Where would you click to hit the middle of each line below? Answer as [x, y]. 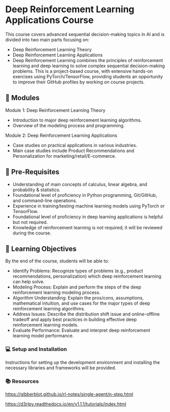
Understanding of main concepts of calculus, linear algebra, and [80, 184]
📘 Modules [22, 98]
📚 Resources [22, 381]
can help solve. [28, 282]
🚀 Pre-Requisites [32, 172]
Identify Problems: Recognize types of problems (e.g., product [78, 271]
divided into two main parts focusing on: [47, 40]
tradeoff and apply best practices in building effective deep [75, 319]
